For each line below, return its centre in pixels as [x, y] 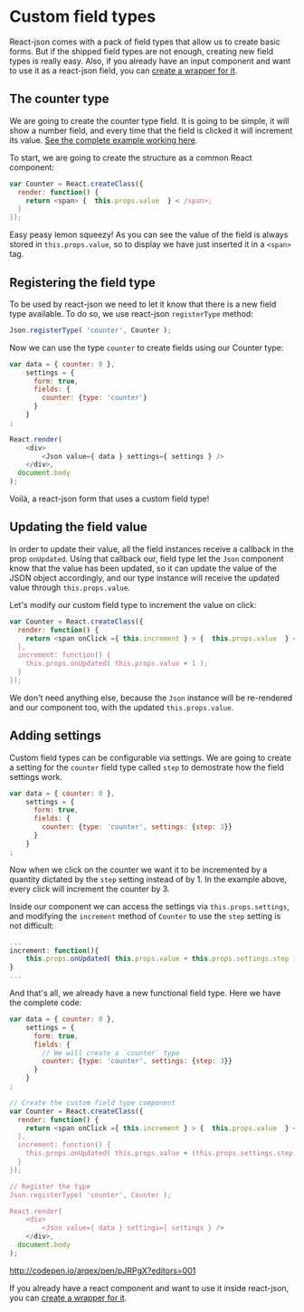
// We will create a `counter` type [111, 1053]
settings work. [36, 776]
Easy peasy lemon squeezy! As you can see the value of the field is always [149, 235]
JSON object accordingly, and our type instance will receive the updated [145, 577]
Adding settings [55, 736]
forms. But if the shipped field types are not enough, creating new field [142, 51]
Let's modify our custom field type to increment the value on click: [133, 604]
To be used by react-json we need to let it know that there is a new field [143, 304]
